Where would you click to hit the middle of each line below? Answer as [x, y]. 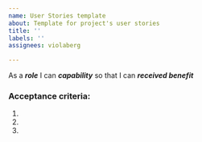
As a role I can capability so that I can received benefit [101, 75]
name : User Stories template [57, 16]
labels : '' [27, 38]
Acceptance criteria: [49, 96]
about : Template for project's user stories [84, 23]
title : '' [25, 30]
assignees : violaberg [45, 46]
